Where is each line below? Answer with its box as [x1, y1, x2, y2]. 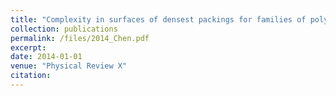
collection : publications [10, 24, 118, 34]
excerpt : [10, 42, 47, 53]
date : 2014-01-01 [10, 52, 83, 62]
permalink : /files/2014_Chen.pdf [10, 33, 150, 43]
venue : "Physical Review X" [10, 61, 128, 71]
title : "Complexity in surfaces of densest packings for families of [10, 14, 307, 25]
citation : [10, 71, 52, 81]
